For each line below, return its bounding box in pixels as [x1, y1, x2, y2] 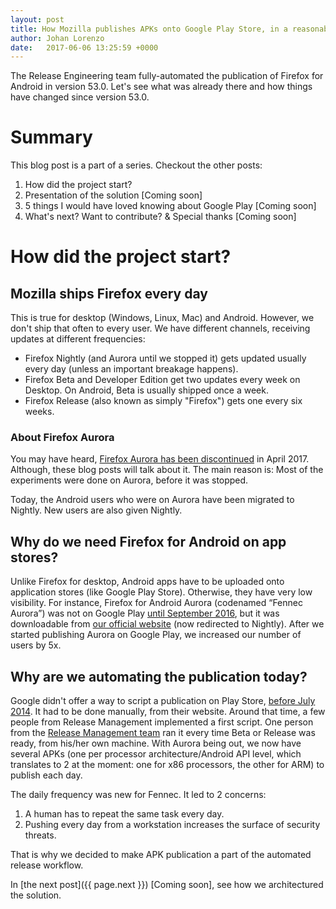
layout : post [10, 14, 65, 25]
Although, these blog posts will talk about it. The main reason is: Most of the [10, 464, 324, 476]
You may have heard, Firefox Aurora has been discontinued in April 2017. [10, 453, 310, 465]
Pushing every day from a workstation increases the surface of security [24, 819, 321, 831]
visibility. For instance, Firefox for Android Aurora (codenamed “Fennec [10, 597, 303, 609]
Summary [10, 126, 93, 149]
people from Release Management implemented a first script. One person [10, 716, 314, 728]
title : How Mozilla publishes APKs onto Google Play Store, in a [10, 24, 288, 34]
